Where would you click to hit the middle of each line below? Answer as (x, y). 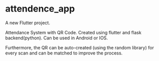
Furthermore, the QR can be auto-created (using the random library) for (79, 47)
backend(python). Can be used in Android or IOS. (57, 38)
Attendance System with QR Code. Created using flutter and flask (73, 32)
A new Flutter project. (28, 23)
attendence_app (40, 9)
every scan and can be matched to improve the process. (64, 53)
